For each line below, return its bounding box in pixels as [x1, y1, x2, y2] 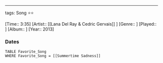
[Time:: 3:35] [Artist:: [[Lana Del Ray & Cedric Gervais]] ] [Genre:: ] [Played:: [5, 21, 157, 27]
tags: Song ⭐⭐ [5, 10, 34, 16]
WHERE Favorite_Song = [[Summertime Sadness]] [5, 54, 101, 59]
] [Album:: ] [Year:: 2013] [5, 26, 54, 32]
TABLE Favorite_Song [5, 49, 47, 54]
